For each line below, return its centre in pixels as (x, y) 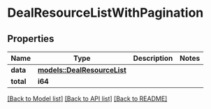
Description (153, 58)
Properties (31, 39)
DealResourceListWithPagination (105, 13)
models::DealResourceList (82, 70)
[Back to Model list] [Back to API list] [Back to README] (87, 99)
